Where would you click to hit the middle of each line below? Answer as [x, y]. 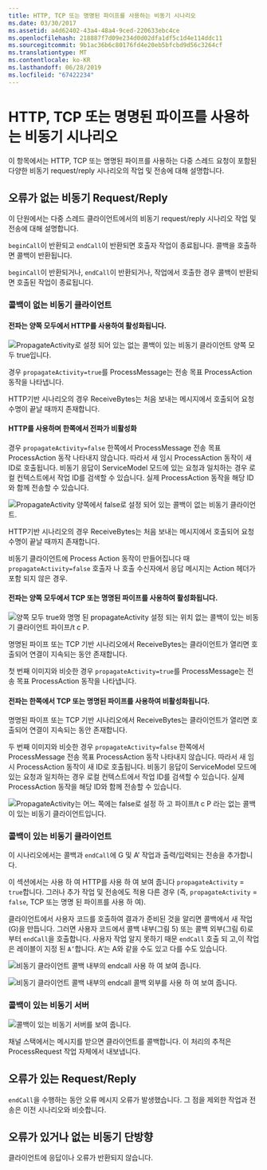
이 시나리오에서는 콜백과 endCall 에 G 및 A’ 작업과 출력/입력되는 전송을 [117, 855]
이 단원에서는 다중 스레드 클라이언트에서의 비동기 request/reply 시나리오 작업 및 [132, 219]
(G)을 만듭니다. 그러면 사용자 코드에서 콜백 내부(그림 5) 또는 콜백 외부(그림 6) [128, 929]
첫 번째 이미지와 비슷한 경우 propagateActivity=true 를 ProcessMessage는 [127, 671]
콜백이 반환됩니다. [44, 255]
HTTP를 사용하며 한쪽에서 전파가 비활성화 [73, 428]
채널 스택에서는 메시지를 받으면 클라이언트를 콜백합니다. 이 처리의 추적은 [120, 1041]
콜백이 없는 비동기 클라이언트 [60, 305]
